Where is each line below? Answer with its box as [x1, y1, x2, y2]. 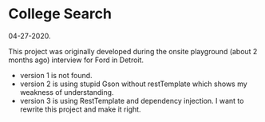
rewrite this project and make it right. [19, 104, 141, 114]
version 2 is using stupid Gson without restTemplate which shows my [19, 79, 247, 89]
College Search [8, 5, 112, 23]
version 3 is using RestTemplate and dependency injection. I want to [19, 96, 244, 105]
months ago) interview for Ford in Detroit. [8, 55, 144, 65]
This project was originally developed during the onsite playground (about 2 [8, 46, 258, 56]
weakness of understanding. [19, 87, 114, 96]
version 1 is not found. [19, 70, 93, 80]
